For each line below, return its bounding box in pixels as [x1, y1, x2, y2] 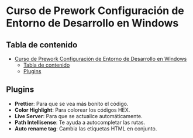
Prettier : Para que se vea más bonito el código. [14, 100, 129, 107]
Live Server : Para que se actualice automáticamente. [14, 112, 143, 119]
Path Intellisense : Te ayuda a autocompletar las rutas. [14, 119, 145, 126]
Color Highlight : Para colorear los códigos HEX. [14, 106, 130, 113]
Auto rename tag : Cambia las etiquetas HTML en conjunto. [14, 125, 157, 132]
